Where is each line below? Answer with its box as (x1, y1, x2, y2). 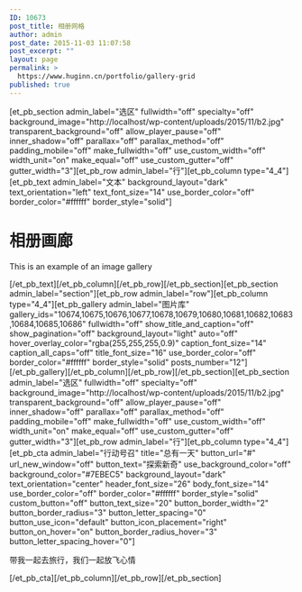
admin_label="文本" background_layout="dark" (52, 177, 228, 187)
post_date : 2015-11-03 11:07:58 (9, 38, 131, 48)
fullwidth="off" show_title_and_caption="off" (87, 318, 254, 329)
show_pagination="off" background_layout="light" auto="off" (9, 328, 239, 339)
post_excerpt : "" (9, 47, 75, 56)
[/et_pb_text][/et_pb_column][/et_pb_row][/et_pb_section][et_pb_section (9, 278, 279, 289)
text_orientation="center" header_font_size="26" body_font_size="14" (9, 478, 270, 489)
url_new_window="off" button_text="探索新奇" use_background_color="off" (9, 459, 291, 469)
